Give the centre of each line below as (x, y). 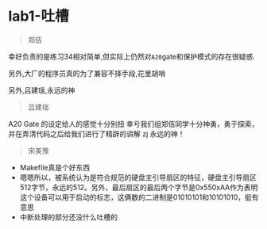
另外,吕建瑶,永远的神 (42, 90)
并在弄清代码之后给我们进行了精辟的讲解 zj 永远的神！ (97, 134)
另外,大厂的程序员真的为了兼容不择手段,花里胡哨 (87, 73)
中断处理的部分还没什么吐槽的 (68, 217)
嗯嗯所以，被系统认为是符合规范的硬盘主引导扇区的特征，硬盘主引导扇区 (138, 177)
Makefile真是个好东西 (54, 167)
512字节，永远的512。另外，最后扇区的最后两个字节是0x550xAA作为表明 (139, 187)
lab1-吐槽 (39, 16)
